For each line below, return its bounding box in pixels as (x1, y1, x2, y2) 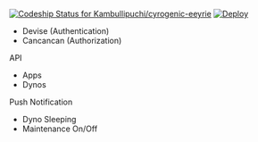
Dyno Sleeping (21, 114, 77, 124)
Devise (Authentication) (21, 26, 110, 36)
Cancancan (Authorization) (21, 36, 122, 46)
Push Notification (9, 96, 73, 107)
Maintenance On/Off (21, 123, 98, 134)
